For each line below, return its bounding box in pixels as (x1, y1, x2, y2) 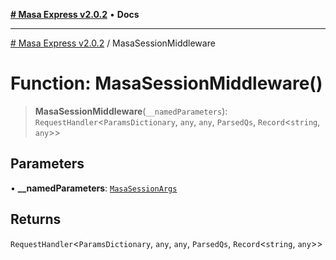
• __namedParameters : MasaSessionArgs (10, 182, 178, 194)
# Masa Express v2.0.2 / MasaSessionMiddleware (10, 37, 216, 49)
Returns (10, 211, 62, 228)
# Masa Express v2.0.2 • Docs (10, 9, 140, 20)
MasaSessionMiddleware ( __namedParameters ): (34, 105, 228, 117)
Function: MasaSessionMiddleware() (10, 72, 323, 95)
